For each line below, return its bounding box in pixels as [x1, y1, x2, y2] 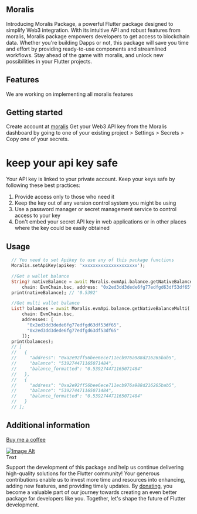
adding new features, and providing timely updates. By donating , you [6, 482, 173, 489]
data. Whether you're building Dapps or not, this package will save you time [6, 39, 189, 46]
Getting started [6, 108, 63, 118]
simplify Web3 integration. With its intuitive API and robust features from [6, 26, 181, 34]
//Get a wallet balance [11, 273, 69, 279]
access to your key [14, 212, 60, 219]
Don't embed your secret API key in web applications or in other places [14, 218, 186, 225]
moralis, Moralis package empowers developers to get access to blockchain [6, 32, 190, 40]
